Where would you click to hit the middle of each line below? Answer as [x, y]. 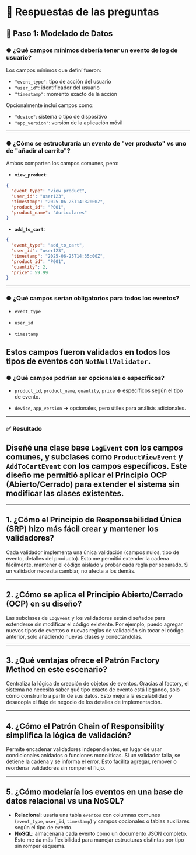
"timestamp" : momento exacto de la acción [66, 94]
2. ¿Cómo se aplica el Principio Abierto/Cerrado [94, 595]
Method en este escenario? [57, 669]
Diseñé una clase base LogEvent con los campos [94, 447]
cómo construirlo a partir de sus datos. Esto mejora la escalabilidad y [89, 696]
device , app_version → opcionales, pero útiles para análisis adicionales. [100, 408]
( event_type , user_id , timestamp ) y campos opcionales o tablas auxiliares [102, 821]
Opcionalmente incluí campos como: [50, 105]
